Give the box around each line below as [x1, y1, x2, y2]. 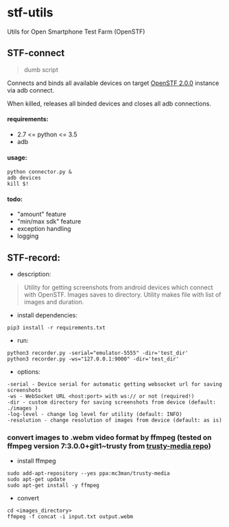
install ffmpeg [16, 457, 56, 465]
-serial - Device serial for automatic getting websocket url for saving [7, 381, 223, 388]
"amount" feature [16, 210, 67, 219]
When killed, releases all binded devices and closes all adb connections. [7, 99, 211, 108]
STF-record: [7, 252, 60, 263]
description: [16, 270, 51, 278]
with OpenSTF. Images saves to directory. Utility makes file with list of [23, 291, 221, 299]
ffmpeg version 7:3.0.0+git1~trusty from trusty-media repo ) [7, 441, 211, 451]
